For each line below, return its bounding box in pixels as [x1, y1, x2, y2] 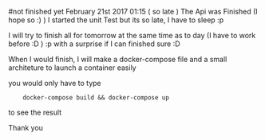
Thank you [8, 123, 44, 132]
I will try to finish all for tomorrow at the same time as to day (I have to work [8, 31, 256, 40]
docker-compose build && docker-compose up [22, 94, 170, 102]
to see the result [8, 107, 62, 117]
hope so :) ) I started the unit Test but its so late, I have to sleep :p [8, 15, 224, 25]
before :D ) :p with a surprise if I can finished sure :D [8, 39, 181, 49]
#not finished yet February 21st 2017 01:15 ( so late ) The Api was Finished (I [8, 7, 258, 16]
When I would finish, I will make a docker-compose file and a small [8, 55, 227, 64]
